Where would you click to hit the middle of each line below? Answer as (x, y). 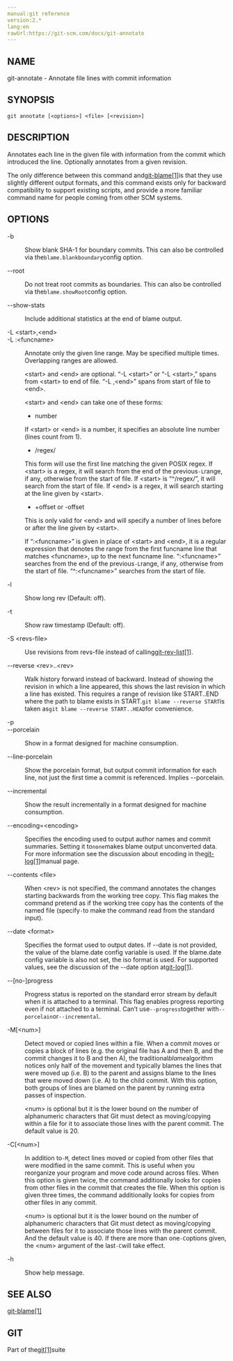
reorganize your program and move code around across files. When (122, 1173)
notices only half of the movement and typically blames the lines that (123, 1065)
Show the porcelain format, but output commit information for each (121, 770)
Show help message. (55, 1272)
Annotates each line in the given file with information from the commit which (116, 154)
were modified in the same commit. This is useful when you (110, 1165)
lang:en (18, 26)
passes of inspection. (55, 1095)
